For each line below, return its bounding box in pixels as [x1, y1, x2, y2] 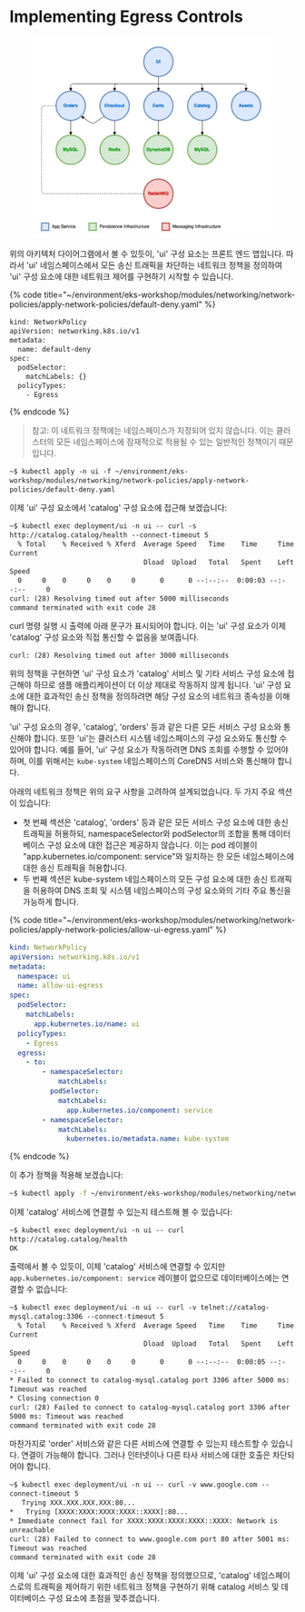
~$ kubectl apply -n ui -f [9, 466, 112, 476]
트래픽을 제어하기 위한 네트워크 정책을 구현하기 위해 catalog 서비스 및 [33, 1581, 280, 1592]
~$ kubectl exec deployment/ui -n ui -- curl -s [9, 521, 197, 531]
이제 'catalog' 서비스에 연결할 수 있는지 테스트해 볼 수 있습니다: [9, 1207, 233, 1218]
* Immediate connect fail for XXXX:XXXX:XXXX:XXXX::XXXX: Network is [9, 1517, 279, 1526]
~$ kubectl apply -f [9, 1189, 88, 1199]
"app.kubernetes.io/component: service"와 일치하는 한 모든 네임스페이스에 [22, 851, 295, 861]
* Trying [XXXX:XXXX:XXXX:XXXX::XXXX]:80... [9, 1508, 189, 1517]
